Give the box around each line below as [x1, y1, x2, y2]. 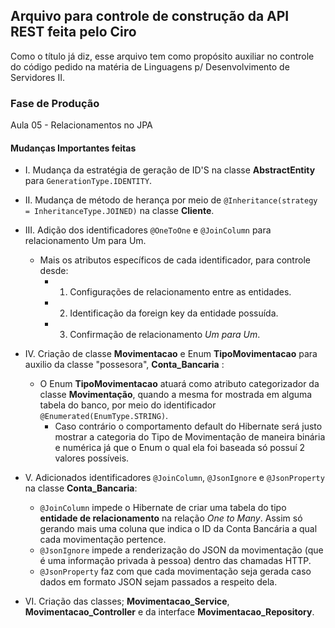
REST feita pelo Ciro [10, 24, 137, 41]
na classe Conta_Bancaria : [24, 482, 138, 494]
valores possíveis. [54, 452, 130, 464]
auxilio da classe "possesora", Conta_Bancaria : [24, 359, 225, 371]
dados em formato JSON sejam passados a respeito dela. [39, 576, 278, 588]
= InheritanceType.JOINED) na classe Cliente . [24, 205, 215, 217]
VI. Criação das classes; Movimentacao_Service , [24, 595, 230, 608]
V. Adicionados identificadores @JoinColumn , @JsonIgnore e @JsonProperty [24, 472, 325, 484]
